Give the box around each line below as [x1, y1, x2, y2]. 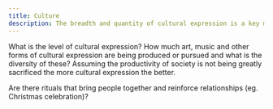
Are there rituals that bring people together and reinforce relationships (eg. [8, 82, 258, 93]
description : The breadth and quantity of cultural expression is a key [8, 19, 260, 27]
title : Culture [8, 11, 60, 20]
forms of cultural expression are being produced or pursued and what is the [8, 50, 262, 60]
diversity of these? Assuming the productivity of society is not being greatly [8, 58, 262, 69]
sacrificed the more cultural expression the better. [8, 67, 176, 77]
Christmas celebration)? [8, 91, 89, 101]
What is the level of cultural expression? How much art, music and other [8, 41, 249, 51]
